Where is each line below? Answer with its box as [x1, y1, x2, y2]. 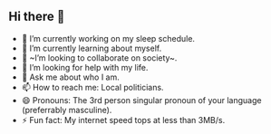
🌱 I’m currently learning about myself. [21, 43, 162, 53]
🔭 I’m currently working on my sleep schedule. [21, 33, 196, 43]
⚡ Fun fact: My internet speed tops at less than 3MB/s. [21, 114, 226, 125]
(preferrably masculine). [21, 104, 112, 115]
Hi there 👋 [8, 9, 65, 24]
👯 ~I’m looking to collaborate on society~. [21, 52, 178, 63]
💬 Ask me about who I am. [21, 72, 120, 82]
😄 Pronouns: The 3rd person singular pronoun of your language [21, 94, 262, 105]
